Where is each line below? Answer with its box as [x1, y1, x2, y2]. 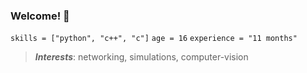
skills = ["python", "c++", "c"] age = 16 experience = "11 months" [10, 34, 298, 44]
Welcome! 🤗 [10, 9, 70, 23]
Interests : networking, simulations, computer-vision [34, 51, 249, 63]
